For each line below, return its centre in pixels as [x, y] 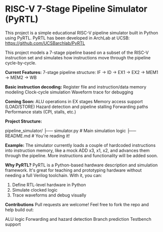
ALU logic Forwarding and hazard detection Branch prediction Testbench [78, 219]
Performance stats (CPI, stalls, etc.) [41, 112]
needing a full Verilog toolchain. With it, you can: [54, 175]
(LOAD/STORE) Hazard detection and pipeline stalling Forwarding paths [77, 107]
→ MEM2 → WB [21, 77]
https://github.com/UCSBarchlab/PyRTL [45, 43]
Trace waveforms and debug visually [49, 195]
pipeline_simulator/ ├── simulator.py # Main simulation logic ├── [71, 130]
